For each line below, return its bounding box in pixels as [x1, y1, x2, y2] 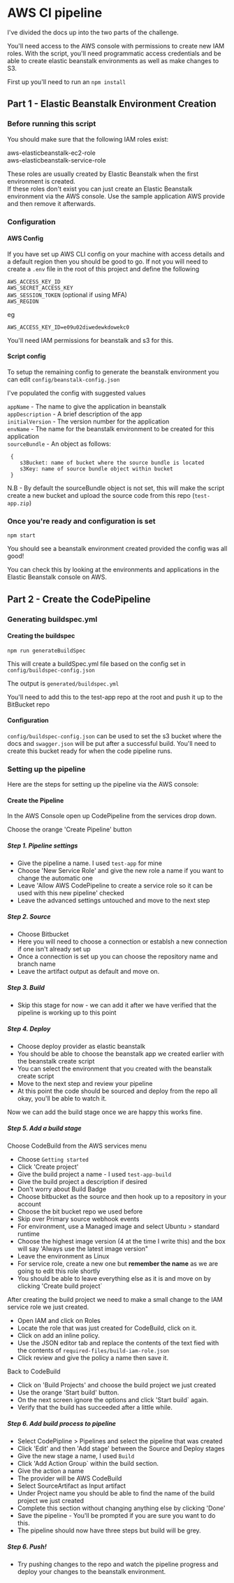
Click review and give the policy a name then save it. [17, 1354, 169, 1362]
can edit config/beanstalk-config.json [7, 375, 120, 383]
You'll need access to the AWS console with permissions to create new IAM [7, 41, 225, 50]
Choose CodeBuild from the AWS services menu [7, 1141, 147, 1150]
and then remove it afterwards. [7, 199, 96, 208]
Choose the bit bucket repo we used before [17, 1207, 143, 1216]
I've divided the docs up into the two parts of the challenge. [7, 28, 180, 36]
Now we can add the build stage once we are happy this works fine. [7, 1108, 203, 1116]
